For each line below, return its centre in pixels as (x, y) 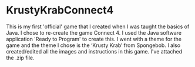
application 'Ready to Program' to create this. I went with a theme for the (94, 39)
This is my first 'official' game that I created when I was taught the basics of (98, 26)
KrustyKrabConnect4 (60, 10)
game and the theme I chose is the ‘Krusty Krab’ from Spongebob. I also (93, 45)
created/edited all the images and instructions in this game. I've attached (94, 51)
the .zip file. (20, 58)
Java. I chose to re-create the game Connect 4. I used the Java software (94, 32)
